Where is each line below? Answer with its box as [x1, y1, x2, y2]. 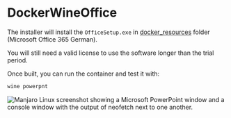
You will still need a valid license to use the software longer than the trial [7, 49, 214, 57]
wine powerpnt [7, 83, 49, 90]
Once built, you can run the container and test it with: [7, 69, 160, 78]
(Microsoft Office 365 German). [7, 35, 97, 43]
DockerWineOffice [7, 5, 117, 21]
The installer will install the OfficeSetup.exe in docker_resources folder [7, 28, 210, 36]
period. [7, 56, 28, 64]
